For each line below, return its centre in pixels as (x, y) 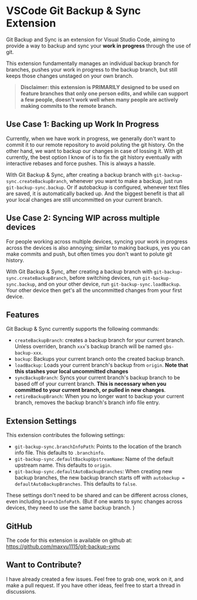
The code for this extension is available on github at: (69, 540)
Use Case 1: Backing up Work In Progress (83, 124)
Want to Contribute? (44, 565)
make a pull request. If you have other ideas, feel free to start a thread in (93, 585)
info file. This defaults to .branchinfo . (60, 453)
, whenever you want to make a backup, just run (125, 181)
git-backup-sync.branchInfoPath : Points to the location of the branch (98, 446)
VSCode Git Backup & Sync (74, 11)
